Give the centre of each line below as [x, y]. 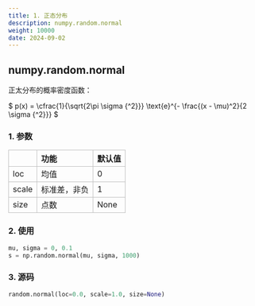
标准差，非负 [65, 190]
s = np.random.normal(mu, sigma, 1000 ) [74, 255]
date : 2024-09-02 [37, 38]
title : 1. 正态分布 [38, 15]
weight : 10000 [32, 30]
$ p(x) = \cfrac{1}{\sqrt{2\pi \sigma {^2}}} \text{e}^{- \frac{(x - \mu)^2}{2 [128, 106]
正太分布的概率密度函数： [50, 90]
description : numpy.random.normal [66, 23]
